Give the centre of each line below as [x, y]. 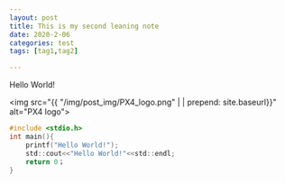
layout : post [34, 18]
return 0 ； [45, 162]
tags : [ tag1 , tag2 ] [44, 51]
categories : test [42, 43]
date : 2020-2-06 [40, 34]
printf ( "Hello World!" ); [72, 145]
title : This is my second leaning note [84, 26]
